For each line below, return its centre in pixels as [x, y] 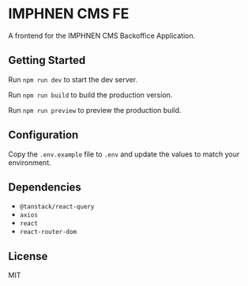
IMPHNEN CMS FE [69, 14]
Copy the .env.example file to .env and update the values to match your [124, 154]
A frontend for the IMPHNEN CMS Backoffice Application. [102, 36]
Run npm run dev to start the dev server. [73, 79]
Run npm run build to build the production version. [90, 95]
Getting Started [47, 60]
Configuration [43, 135]
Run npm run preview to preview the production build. [95, 110]
